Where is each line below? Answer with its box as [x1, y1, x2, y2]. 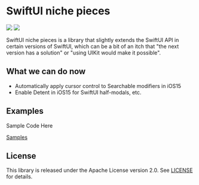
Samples [6, 134, 28, 141]
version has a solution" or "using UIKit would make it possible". [6, 49, 161, 56]
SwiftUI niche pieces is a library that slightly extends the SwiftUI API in [6, 36, 179, 43]
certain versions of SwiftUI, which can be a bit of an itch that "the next [6, 43, 179, 50]
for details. [6, 173, 33, 180]
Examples [6, 106, 44, 116]
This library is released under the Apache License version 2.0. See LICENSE [6, 166, 193, 174]
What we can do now [6, 66, 86, 77]
